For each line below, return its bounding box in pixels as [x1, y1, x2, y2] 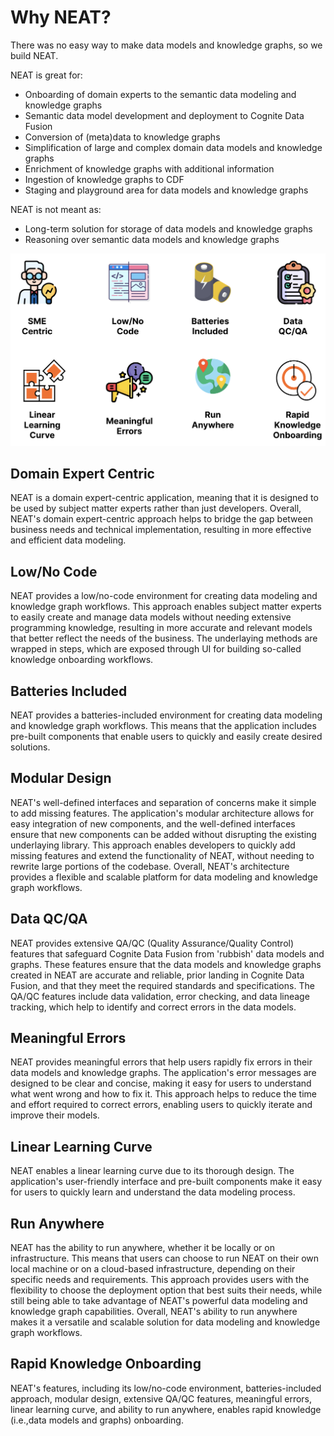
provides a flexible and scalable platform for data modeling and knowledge [10, 871, 318, 883]
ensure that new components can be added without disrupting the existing [10, 828, 317, 840]
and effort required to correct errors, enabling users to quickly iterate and [10, 1099, 313, 1111]
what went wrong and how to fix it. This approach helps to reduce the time [10, 1088, 317, 1100]
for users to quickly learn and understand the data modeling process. [10, 1186, 296, 1198]
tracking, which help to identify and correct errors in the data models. [10, 1001, 297, 1013]
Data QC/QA [10, 911, 88, 928]
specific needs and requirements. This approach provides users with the [10, 1274, 310, 1286]
